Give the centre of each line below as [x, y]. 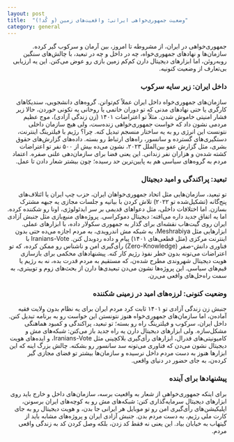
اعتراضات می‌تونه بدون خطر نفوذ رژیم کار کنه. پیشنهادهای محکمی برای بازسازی [124, 253]
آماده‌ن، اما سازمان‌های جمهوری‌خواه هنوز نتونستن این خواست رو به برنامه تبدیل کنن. [118, 316]
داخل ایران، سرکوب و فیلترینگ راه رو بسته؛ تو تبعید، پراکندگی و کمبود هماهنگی [125, 324]
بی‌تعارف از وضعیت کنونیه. [193, 69]
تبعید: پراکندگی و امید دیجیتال [184, 179]
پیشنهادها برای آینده [198, 379]
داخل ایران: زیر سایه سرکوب [184, 86]
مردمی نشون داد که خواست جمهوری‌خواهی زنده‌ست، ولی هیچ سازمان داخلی [127, 124]
